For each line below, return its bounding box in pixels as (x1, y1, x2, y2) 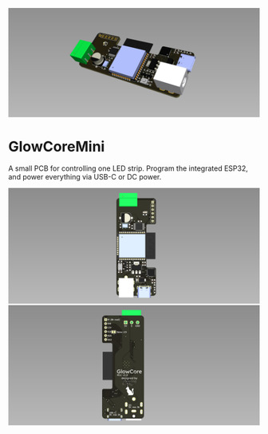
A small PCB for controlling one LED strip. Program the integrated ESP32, (8, 164, 249, 173)
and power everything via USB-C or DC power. (8, 172, 162, 182)
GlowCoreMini (8, 137, 105, 156)
